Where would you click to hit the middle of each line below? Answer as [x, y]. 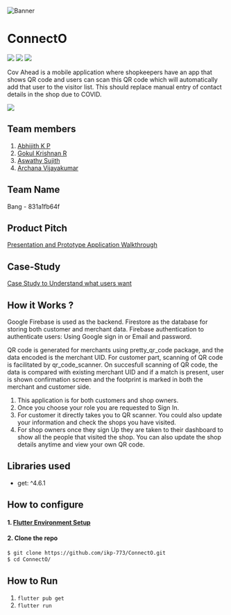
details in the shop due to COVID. [54, 94]
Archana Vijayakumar [48, 168]
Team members [42, 129]
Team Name [34, 190]
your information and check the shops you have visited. [96, 422]
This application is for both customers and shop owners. [98, 400]
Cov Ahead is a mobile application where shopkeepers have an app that [110, 72]
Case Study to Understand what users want [69, 284]
